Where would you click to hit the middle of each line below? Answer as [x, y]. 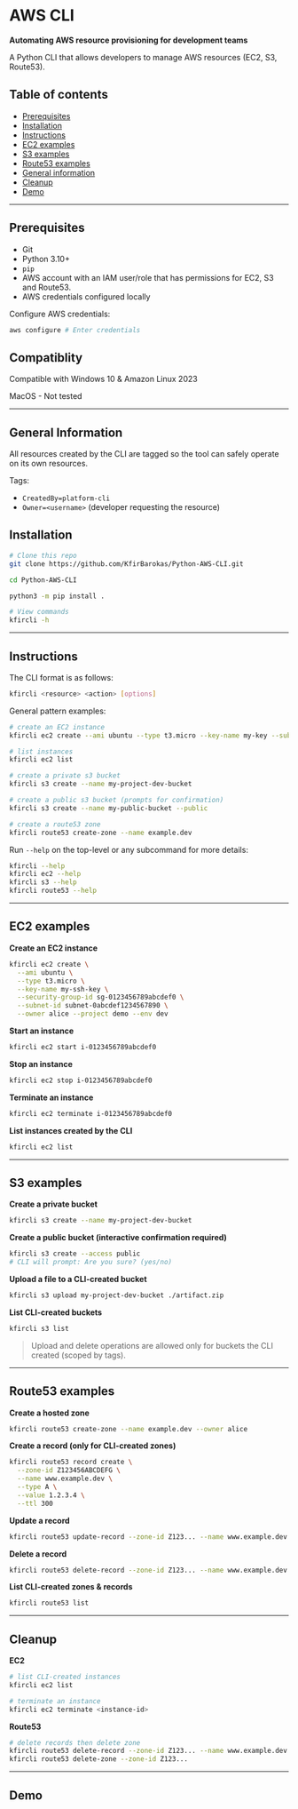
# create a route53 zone [55, 824]
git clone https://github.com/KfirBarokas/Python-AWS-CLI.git [126, 564]
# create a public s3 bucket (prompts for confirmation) [117, 801]
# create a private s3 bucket [65, 776]
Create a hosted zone [50, 1413]
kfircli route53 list [49, 1603]
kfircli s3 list [39, 1328]
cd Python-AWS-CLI [43, 580]
